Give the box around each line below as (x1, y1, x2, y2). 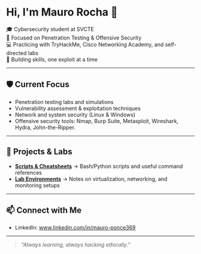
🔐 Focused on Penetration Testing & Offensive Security (6, 34, 142, 41)
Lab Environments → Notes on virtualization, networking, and (14, 175, 167, 182)
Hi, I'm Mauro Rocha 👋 (6, 5, 118, 19)
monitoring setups (14, 182, 60, 189)
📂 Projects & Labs (6, 146, 73, 157)
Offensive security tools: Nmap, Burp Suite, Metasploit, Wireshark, (14, 117, 179, 124)
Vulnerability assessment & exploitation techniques (14, 105, 141, 112)
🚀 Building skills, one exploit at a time (6, 56, 98, 63)
